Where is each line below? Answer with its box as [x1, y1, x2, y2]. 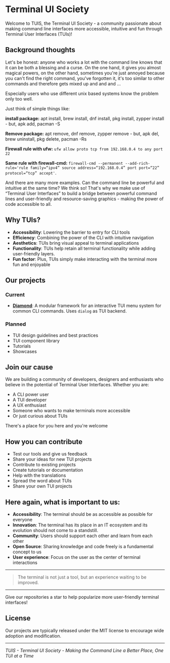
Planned [5, 321, 26, 328]
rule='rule [5, 165, 28, 170]
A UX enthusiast [12, 402, 47, 408]
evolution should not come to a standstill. [12, 527, 99, 533]
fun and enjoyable [12, 261, 51, 268]
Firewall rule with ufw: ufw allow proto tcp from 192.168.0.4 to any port [5, 146, 163, 152]
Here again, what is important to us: [5, 498, 120, 506]
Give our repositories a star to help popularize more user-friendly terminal [5, 594, 159, 600]
